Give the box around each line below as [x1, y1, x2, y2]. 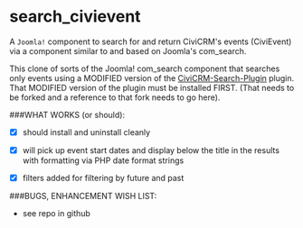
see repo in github [22, 208, 90, 219]
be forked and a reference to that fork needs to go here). [9, 92, 221, 103]
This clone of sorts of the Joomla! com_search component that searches [9, 63, 280, 74]
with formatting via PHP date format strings [22, 155, 185, 166]
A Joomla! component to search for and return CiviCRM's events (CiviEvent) [9, 36, 292, 47]
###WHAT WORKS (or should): [9, 109, 125, 120]
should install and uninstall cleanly [22, 126, 151, 137]
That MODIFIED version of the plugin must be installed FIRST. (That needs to [9, 82, 295, 93]
